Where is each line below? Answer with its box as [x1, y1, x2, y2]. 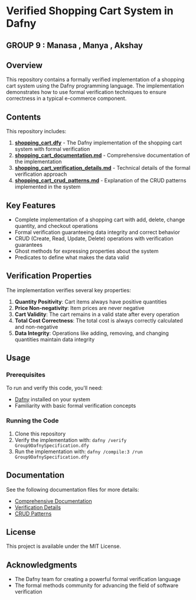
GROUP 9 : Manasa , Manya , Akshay [6, 40, 143, 50]
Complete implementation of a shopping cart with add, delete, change [14, 216, 185, 223]
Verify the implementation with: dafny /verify [14, 436, 127, 443]
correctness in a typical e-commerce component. [6, 95, 127, 102]
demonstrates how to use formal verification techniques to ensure [6, 89, 166, 96]
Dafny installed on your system [14, 395, 90, 403]
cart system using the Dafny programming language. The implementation [6, 82, 184, 89]
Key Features [6, 200, 56, 211]
